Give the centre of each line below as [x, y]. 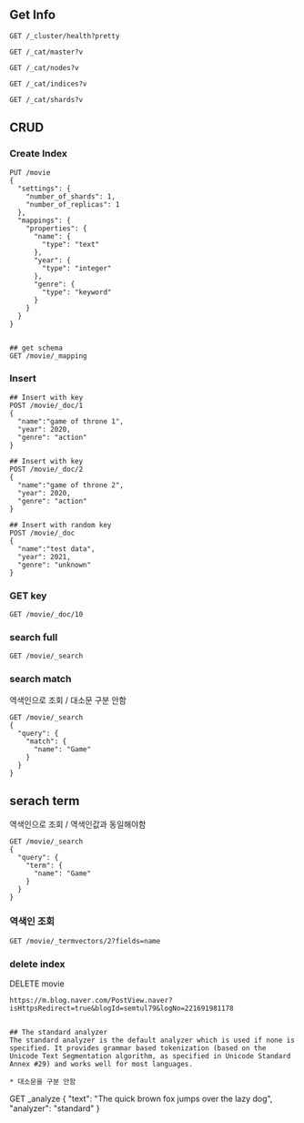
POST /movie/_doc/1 [46, 405]
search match [41, 679]
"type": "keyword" [77, 292]
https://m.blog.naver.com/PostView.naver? [91, 1001]
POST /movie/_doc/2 [46, 469]
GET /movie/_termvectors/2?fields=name [85, 941]
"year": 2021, [44, 556]
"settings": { [44, 189]
